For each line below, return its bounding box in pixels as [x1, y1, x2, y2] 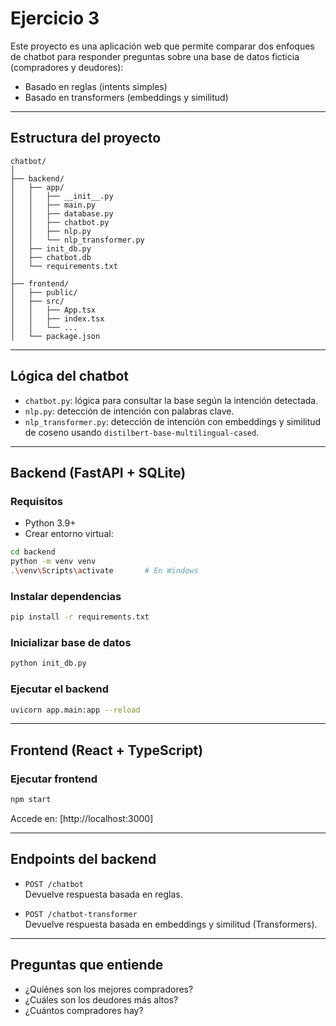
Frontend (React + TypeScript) [10, 742, 204, 759]
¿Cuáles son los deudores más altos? [24, 993, 179, 1006]
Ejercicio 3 [10, 7, 100, 30]
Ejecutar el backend [10, 682, 110, 696]
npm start [10, 795, 52, 805]
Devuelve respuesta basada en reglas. [24, 888, 183, 900]
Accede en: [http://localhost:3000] [10, 812, 154, 824]
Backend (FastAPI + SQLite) [10, 464, 187, 481]
